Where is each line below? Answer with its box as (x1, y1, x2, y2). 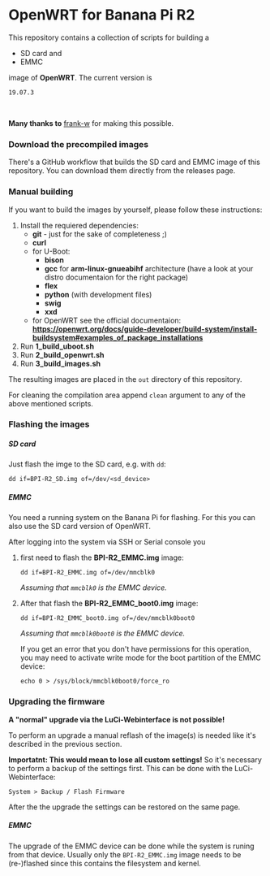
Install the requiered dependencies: (19, 220, 139, 230)
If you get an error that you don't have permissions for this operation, (19, 644, 251, 654)
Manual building (8, 186, 74, 197)
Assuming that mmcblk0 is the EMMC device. (19, 583, 168, 592)
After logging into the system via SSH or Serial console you (8, 537, 206, 547)
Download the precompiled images (8, 138, 148, 150)
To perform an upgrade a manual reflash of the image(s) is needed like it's (8, 730, 257, 740)
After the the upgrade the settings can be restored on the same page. (8, 802, 241, 812)
